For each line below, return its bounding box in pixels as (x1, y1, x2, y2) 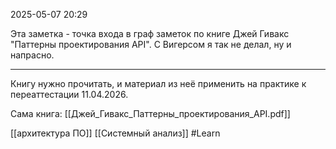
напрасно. (10, 49, 55, 61)
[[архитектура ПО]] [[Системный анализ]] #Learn (10, 127, 221, 139)
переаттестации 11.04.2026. (10, 89, 129, 100)
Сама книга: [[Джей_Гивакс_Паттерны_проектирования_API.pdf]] (10, 108, 291, 119)
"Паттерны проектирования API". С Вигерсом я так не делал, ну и (10, 39, 292, 50)
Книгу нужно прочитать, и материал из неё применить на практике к (10, 78, 307, 89)
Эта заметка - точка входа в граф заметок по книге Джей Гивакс (10, 28, 290, 39)
